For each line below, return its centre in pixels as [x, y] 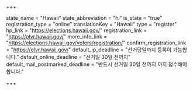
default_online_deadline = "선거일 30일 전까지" [75, 57]
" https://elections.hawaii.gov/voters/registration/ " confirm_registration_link [96, 43]
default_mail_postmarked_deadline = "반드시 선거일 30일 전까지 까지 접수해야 [97, 64]
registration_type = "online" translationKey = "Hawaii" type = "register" [92, 24]
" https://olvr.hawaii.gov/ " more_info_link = [57, 36]
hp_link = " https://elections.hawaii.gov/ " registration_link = [77, 30]
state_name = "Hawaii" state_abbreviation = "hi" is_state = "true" [84, 18]
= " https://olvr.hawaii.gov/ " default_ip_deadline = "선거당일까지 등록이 [89, 50]
